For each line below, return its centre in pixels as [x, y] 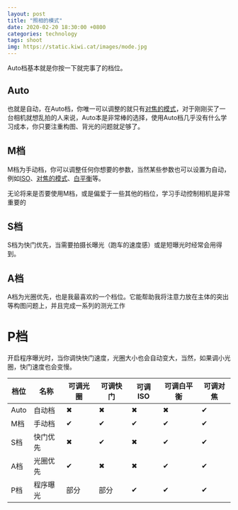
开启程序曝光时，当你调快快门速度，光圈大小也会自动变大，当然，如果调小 [116, 358]
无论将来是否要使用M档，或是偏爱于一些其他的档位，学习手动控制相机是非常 [119, 193]
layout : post [27, 14]
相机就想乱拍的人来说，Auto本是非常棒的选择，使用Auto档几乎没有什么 [117, 117]
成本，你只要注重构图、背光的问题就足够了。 [78, 126]
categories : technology [42, 34]
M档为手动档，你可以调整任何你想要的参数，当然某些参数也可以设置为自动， [119, 169]
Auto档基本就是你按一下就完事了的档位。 [67, 68]
